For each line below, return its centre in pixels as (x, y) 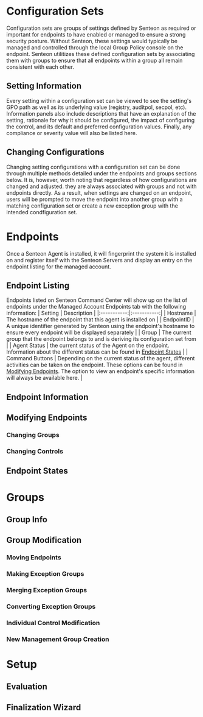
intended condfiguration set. (42, 212)
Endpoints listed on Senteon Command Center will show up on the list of (97, 300)
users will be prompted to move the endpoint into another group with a (95, 199)
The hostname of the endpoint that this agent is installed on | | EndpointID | (100, 320)
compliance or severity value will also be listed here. (72, 133)
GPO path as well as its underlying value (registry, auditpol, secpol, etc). (97, 107)
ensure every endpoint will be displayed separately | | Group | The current (99, 332)
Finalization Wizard (44, 707)
